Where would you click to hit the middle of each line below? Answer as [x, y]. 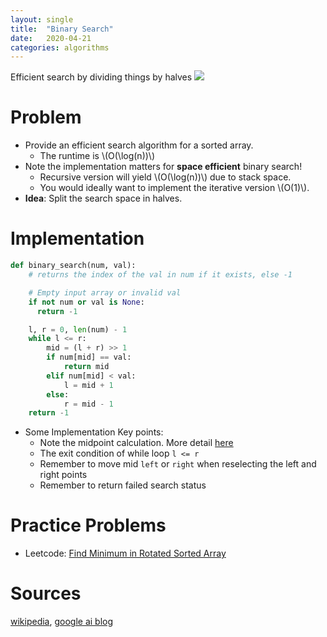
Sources [46, 593]
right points [63, 475]
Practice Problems [88, 525]
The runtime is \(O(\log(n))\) [97, 156]
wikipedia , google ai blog [62, 622]
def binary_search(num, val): [73, 266]
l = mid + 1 [88, 385]
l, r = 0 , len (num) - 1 [78, 329]
